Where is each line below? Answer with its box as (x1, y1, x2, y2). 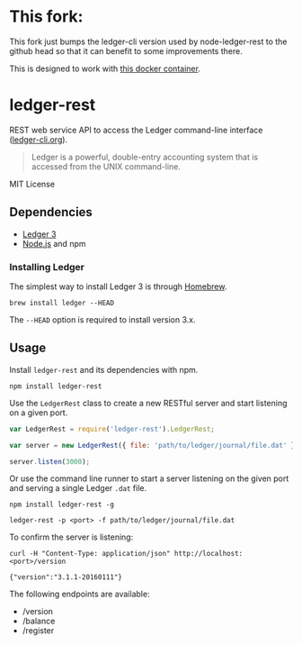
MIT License (9, 178, 56, 189)
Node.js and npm (22, 238, 86, 249)
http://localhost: (173, 550, 244, 559)
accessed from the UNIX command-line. (31, 160, 182, 172)
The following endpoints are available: (9, 588, 150, 600)
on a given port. (9, 407, 68, 418)
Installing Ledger (9, 260, 85, 273)
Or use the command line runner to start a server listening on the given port (9, 473, 289, 484)
